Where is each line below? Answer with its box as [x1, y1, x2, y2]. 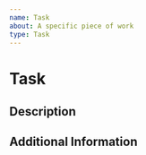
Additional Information [9, 134, 138, 150]
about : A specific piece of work [9, 22, 134, 30]
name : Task [9, 13, 50, 22]
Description [9, 104, 76, 119]
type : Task [9, 30, 50, 39]
